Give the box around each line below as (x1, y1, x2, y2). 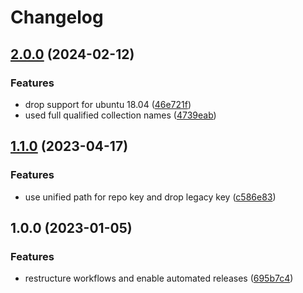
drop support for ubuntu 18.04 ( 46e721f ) (24, 98, 192, 110)
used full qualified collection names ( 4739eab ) (24, 109, 217, 121)
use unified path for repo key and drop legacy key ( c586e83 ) (24, 191, 277, 203)
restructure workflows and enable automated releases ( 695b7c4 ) (24, 272, 294, 285)
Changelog (10, 6, 104, 29)
